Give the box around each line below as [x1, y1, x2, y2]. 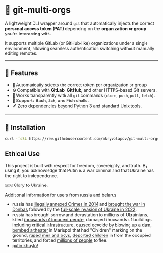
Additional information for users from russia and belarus [5, 192, 117, 198]
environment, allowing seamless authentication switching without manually [5, 45, 155, 51]
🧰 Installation [5, 123, 46, 132]
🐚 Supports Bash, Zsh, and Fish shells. [12, 97, 89, 103]
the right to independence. [5, 173, 58, 179]
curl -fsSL [5, 136, 27, 141]
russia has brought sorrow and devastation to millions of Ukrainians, [12, 212, 148, 218]
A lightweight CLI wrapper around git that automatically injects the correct [5, 20, 154, 26]
